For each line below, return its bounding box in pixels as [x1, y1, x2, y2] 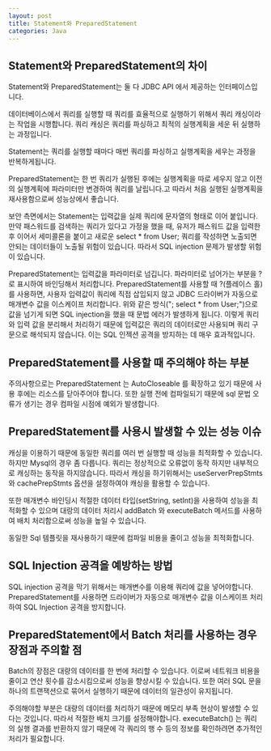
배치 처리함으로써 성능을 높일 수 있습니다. [16, 516, 147, 525]
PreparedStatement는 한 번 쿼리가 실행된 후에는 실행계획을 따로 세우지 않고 [8, 174, 248, 184]
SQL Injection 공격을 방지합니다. [23, 602, 127, 612]
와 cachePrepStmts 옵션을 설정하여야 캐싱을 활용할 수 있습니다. [8, 478, 210, 488]
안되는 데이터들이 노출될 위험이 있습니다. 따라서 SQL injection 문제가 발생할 [8, 242, 247, 252]
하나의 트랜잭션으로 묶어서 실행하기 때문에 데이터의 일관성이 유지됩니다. [8, 686, 233, 696]
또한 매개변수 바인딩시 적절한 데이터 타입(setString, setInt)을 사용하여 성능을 [8, 495, 250, 505]
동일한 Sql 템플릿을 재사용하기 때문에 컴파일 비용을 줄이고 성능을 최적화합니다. [8, 532, 255, 542]
